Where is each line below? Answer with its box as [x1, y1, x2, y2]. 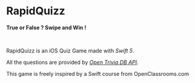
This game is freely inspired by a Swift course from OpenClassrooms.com [6, 70, 190, 77]
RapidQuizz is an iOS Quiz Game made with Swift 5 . [6, 47, 134, 54]
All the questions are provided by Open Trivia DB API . [6, 59, 139, 66]
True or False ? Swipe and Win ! [6, 24, 87, 31]
